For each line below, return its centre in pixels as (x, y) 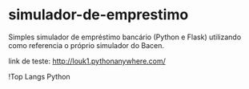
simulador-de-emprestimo (98, 15)
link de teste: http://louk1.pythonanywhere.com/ (87, 61)
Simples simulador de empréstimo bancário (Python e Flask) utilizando (125, 37)
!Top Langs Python (39, 76)
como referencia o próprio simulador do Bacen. (86, 45)
